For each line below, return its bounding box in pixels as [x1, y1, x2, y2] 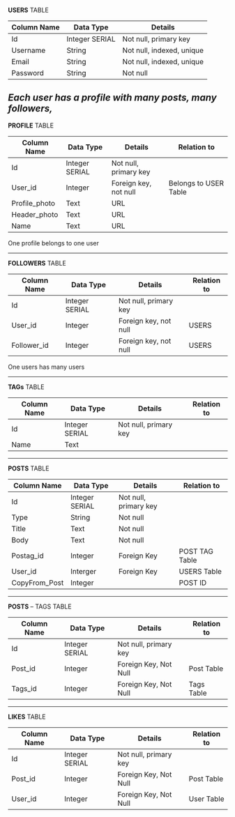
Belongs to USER [168, 178, 225, 188]
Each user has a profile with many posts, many [8, 92, 217, 104]
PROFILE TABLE [8, 121, 54, 130]
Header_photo [11, 209, 59, 219]
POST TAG [179, 547, 213, 556]
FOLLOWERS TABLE [8, 259, 67, 267]
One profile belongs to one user [8, 238, 100, 247]
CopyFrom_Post [11, 578, 64, 588]
